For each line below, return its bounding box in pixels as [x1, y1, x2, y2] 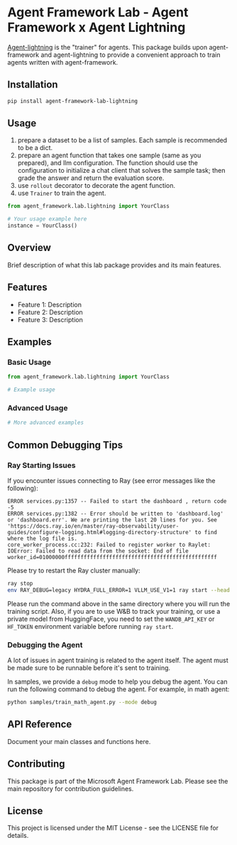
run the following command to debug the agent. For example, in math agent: [7, 685, 230, 693]
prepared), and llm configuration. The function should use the [17, 159, 199, 167]
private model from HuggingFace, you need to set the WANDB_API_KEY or [7, 615, 215, 623]
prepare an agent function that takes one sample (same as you [17, 151, 202, 160]
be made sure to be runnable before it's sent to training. [7, 664, 171, 672]
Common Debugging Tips [7, 439, 123, 451]
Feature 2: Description [17, 307, 83, 317]
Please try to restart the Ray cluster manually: [7, 566, 140, 575]
